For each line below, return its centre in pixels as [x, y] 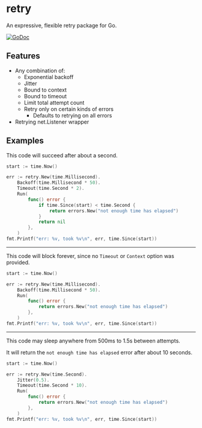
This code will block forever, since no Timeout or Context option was [90, 256]
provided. [18, 262]
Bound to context [45, 90]
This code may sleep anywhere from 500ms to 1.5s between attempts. [93, 341]
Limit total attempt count [54, 102]
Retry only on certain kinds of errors [69, 109]
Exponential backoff [49, 77]
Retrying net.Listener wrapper [52, 122]
